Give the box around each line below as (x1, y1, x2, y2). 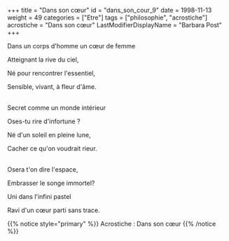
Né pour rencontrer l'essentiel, (7, 69, 96, 77)
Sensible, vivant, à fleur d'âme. (7, 83, 97, 90)
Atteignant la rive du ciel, (7, 55, 79, 64)
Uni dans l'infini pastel (7, 193, 71, 200)
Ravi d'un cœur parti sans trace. (7, 206, 100, 214)
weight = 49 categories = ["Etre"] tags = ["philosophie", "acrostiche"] (7, 13, 208, 22)
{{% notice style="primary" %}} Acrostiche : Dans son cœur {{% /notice (7, 220, 216, 228)
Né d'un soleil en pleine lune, (7, 131, 91, 139)
